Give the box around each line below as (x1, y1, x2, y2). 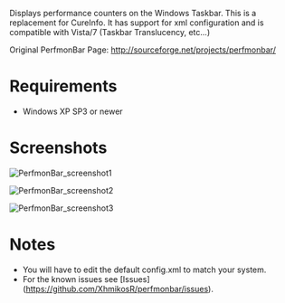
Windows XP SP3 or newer (22, 106, 124, 117)
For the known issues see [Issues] (22, 273, 151, 284)
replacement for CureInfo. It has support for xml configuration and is (9, 17, 264, 28)
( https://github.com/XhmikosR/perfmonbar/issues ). (22, 283, 214, 294)
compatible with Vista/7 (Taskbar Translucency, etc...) (9, 27, 211, 37)
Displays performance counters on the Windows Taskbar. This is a (9, 8, 257, 18)
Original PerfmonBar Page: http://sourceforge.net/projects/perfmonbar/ (9, 44, 276, 55)
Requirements (9, 76, 118, 97)
